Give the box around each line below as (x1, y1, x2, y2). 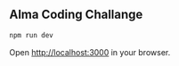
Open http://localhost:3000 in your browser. (9, 46, 171, 57)
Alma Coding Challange (9, 7, 143, 22)
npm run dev (9, 30, 53, 39)
